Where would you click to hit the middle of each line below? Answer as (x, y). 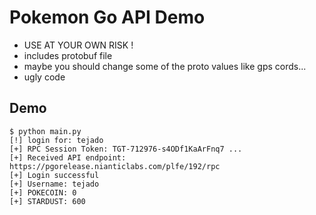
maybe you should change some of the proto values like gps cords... (165, 66)
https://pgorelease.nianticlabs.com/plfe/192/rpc (115, 166)
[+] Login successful (54, 175)
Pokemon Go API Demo (107, 17)
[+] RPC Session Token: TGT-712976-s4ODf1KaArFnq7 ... (126, 149)
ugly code (44, 77)
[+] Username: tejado (54, 184)
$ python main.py (45, 131)
